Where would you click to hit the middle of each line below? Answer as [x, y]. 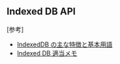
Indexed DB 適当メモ [47, 53]
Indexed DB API [41, 12]
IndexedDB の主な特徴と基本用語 [65, 44]
